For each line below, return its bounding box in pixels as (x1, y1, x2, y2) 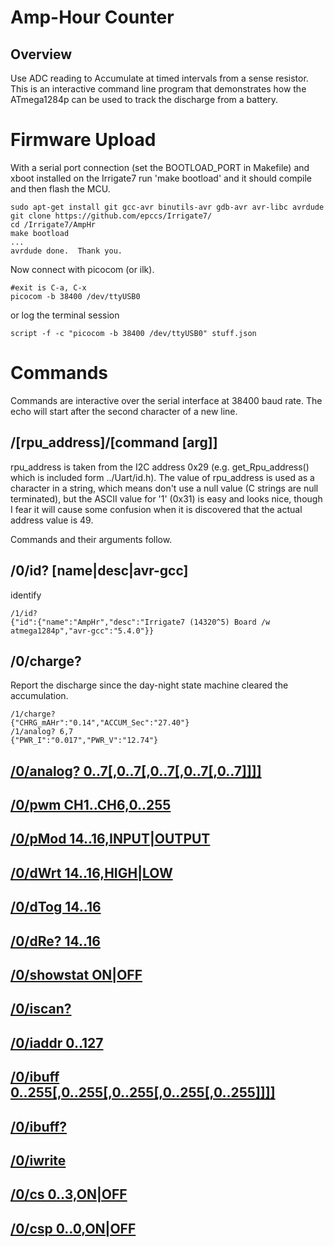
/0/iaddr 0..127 (10, 1034, 104, 1051)
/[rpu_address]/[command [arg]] (10, 434, 218, 451)
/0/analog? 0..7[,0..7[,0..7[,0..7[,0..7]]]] (10, 762, 262, 780)
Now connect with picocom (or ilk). (10, 263, 155, 275)
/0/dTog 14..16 (10, 899, 102, 916)
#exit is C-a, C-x (10, 282, 87, 293)
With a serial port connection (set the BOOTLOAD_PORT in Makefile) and (10, 161, 310, 173)
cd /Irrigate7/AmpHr (10, 219, 97, 230)
